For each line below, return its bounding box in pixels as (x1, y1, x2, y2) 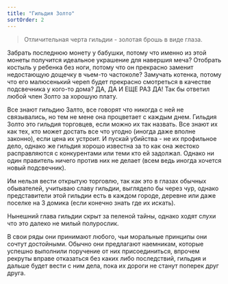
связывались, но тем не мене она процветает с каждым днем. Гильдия (7, 112, 217, 120)
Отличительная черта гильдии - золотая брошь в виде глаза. (23, 35, 203, 43)
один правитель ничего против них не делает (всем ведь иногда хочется (7, 156, 222, 164)
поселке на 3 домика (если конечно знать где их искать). (7, 198, 176, 207)
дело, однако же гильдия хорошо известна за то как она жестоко (7, 142, 200, 150)
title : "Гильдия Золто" (7, 10, 75, 17)
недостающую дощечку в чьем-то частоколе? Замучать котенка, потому (7, 70, 222, 79)
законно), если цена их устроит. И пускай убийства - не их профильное (7, 134, 217, 142)
